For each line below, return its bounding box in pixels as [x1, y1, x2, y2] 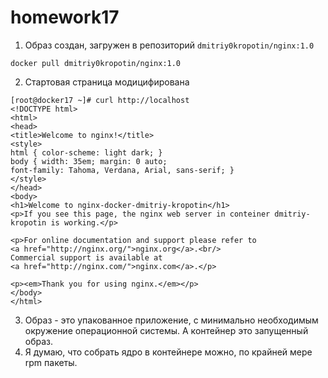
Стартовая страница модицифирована [24, 76, 190, 88]
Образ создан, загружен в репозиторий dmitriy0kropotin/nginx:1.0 [24, 39, 315, 51]
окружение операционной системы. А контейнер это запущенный [24, 324, 309, 336]
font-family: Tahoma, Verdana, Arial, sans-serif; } [10, 165, 235, 175]
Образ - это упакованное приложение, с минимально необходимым [24, 314, 319, 326]
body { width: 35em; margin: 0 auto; [10, 156, 168, 166]
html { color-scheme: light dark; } [10, 147, 163, 158]
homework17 [10, 6, 120, 29]
